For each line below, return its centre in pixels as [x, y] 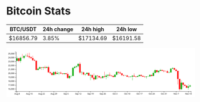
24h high [93, 29]
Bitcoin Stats [39, 11]
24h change [58, 29]
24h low [126, 29]
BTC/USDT [23, 29]
